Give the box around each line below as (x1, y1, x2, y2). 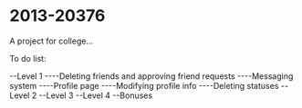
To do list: (9, 53, 47, 64)
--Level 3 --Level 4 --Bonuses (38, 90, 153, 101)
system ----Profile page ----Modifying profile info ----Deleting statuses (9, 80, 279, 91)
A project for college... (9, 35, 94, 46)
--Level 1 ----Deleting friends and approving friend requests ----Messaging (9, 70, 294, 82)
